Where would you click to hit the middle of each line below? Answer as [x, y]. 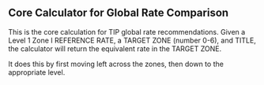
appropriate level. [37, 72]
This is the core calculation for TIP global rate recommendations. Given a [127, 31]
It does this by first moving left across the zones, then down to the [116, 64]
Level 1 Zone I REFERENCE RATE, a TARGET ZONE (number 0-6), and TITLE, [132, 40]
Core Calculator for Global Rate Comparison [119, 13]
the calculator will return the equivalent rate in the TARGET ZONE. [115, 48]
